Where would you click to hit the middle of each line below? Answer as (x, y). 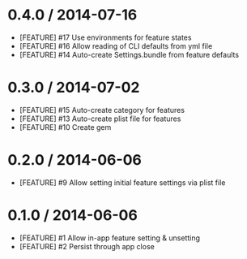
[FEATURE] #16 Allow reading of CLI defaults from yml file (116, 45)
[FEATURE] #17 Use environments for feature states (105, 37)
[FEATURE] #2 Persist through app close (87, 246)
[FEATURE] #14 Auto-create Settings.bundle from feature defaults (129, 54)
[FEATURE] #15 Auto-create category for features (102, 110)
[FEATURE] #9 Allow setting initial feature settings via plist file (122, 182)
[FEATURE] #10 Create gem (65, 127)
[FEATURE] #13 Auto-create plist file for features (100, 119)
